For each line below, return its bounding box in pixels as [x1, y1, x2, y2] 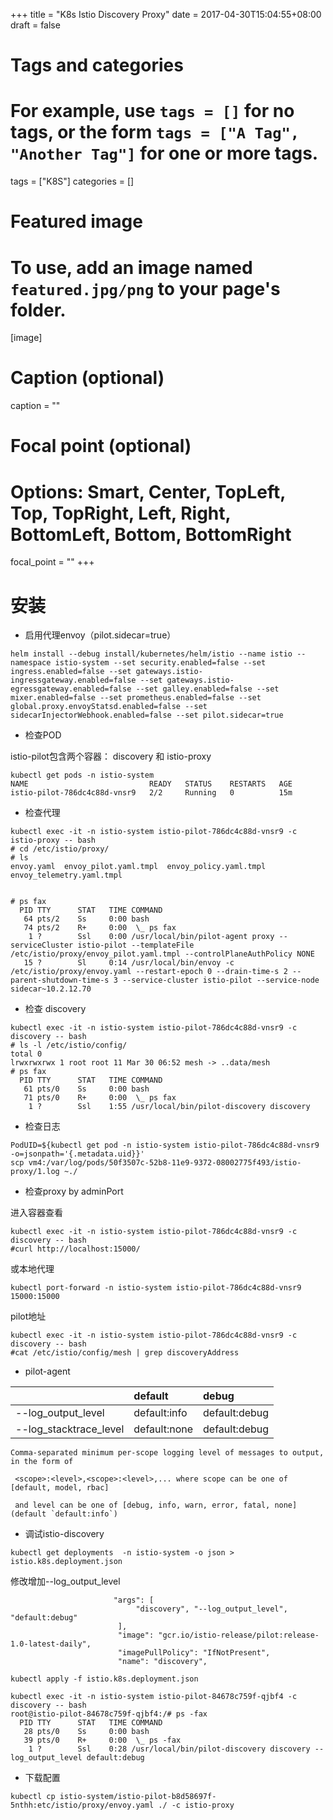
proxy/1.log [10, 1167, 60, 1177]
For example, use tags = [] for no [10, 100, 295, 123]
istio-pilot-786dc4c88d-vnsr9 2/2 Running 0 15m [10, 788, 293, 798]
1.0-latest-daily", [10, 1639, 92, 1649]
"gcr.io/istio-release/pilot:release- [158, 1630, 320, 1641]
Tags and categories [10, 54, 184, 77]
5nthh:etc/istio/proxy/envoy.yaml [10, 1800, 155, 1811]
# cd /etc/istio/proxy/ [10, 844, 110, 854]
